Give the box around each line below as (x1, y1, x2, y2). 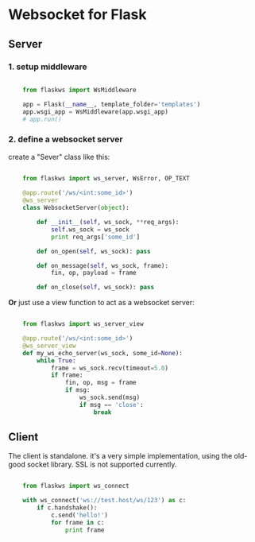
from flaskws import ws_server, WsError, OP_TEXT (22, 174, 191, 182)
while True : (37, 356, 77, 365)
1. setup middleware (8, 61, 87, 72)
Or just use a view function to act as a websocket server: (8, 298, 195, 308)
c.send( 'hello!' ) (50, 511, 109, 520)
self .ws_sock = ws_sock (50, 225, 129, 234)
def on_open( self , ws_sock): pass (37, 247, 151, 255)
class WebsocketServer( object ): (22, 204, 129, 212)
